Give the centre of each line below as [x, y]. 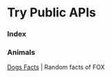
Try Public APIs [52, 13]
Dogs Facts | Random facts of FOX [56, 67]
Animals [21, 53]
